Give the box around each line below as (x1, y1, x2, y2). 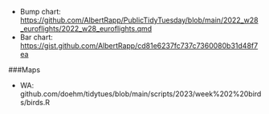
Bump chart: (19, 7, 62, 16)
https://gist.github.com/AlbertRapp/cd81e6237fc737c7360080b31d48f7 (19, 41, 259, 51)
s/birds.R (19, 98, 51, 107)
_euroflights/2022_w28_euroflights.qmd (19, 24, 153, 33)
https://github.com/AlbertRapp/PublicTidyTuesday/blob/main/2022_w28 (19, 15, 259, 25)
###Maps (8, 65, 41, 75)
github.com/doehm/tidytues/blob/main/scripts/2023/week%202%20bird (19, 89, 262, 99)
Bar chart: (19, 32, 54, 42)
